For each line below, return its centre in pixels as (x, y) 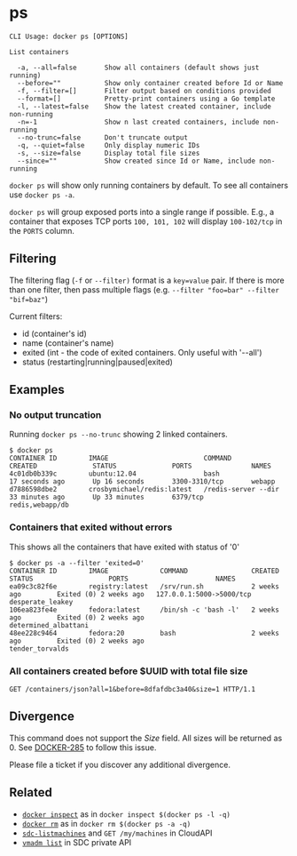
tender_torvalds (39, 648)
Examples (37, 390)
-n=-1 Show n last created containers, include (138, 122)
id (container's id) (54, 333)
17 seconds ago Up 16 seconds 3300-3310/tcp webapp (142, 482)
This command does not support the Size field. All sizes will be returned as (146, 738)
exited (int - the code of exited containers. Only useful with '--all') (142, 352)
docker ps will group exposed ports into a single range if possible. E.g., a (142, 212)
